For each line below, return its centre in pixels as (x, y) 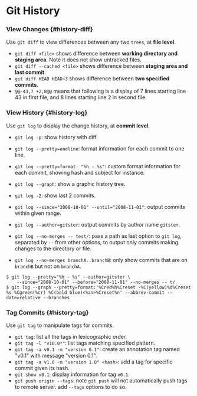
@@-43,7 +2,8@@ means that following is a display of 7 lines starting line (100, 91)
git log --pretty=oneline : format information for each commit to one (99, 148)
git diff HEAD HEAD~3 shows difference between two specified (92, 78)
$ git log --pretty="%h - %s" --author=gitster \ (68, 277)
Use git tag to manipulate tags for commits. (60, 325)
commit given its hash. (42, 368)
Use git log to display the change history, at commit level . (78, 126)
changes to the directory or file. (53, 248)
